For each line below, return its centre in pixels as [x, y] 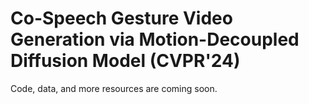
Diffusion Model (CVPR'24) [125, 61]
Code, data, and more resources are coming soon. [114, 88]
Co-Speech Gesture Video [121, 18]
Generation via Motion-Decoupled [155, 39]
